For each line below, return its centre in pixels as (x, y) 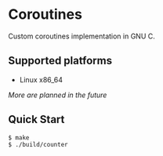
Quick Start (36, 120)
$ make (19, 138)
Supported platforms (60, 61)
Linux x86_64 (41, 79)
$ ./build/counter (38, 144)
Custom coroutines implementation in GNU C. (81, 36)
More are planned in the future (58, 95)
